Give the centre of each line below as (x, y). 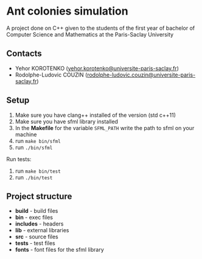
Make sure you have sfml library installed (67, 121)
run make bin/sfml (38, 140)
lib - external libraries (42, 230)
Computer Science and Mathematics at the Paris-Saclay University (90, 34)
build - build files (37, 211)
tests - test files (35, 243)
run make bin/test (38, 171)
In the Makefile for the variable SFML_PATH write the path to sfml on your (105, 128)
